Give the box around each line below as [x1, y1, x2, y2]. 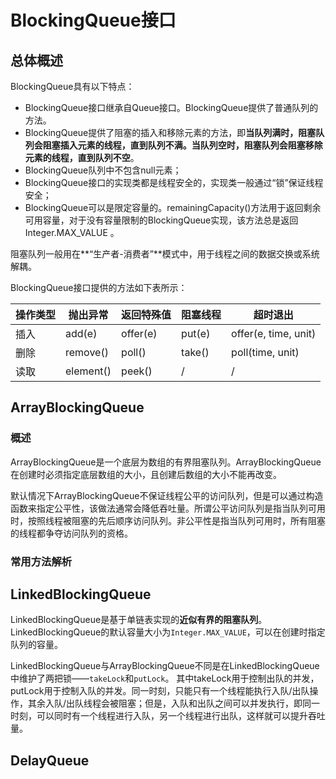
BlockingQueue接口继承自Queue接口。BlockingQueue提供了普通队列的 [24, 102, 319, 113]
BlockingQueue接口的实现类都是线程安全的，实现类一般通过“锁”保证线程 [24, 177, 324, 188]
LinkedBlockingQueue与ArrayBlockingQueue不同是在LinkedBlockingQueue [10, 660, 320, 672]
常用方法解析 [10, 554, 73, 568]
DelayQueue [10, 752, 90, 769]
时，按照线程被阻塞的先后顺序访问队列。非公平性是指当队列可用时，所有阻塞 [10, 514, 326, 526]
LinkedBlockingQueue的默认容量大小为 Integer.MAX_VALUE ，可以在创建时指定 [10, 626, 326, 638]
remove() [65, 346, 109, 359]
